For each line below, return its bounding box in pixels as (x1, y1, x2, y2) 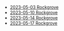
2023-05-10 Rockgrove (9, 9, 58, 15)
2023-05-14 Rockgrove (9, 15, 58, 20)
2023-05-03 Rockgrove (9, 4, 59, 10)
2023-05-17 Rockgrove (9, 20, 58, 26)
